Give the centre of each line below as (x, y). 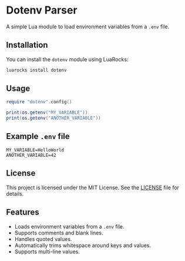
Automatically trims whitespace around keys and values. (83, 245)
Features (23, 212)
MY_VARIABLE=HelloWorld (35, 150)
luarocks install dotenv (36, 70)
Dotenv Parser (42, 10)
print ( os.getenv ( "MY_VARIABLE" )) (47, 113)
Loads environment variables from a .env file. (69, 226)
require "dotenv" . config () (39, 102)
